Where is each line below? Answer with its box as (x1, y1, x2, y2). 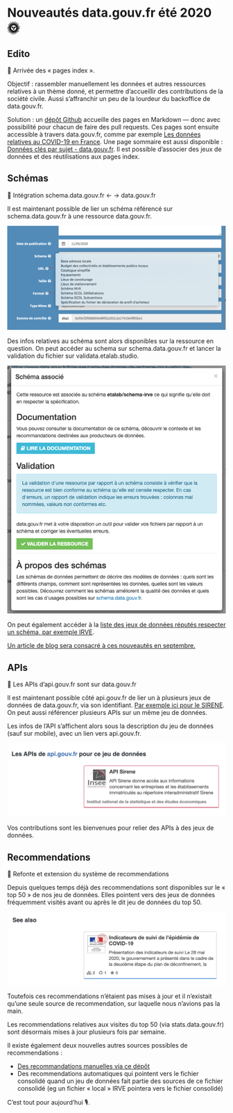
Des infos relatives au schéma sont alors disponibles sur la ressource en (7, 336, 214, 345)
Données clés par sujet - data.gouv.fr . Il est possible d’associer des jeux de (7, 145, 222, 153)
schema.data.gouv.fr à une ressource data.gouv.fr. (7, 212, 153, 220)
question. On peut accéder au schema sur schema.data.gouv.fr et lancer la (7, 344, 221, 352)
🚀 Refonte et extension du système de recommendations (7, 870, 169, 878)
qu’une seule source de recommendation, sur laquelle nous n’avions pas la (7, 1000, 221, 1008)
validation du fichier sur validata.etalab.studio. (7, 352, 139, 360)
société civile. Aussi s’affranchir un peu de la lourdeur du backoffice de (7, 95, 211, 102)
